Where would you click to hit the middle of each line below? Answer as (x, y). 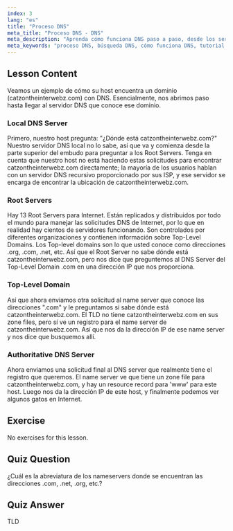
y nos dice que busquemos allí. (52, 336)
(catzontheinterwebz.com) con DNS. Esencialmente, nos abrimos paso (108, 98)
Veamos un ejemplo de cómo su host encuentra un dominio (92, 90)
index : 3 (20, 13)
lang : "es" (23, 20)
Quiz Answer (36, 505)
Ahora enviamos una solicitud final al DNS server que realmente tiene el (110, 370)
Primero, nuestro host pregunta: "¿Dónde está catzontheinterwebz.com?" (112, 138)
